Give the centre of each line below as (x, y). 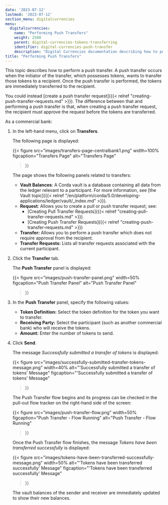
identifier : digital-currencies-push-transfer (63, 47)
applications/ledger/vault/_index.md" (58, 201)
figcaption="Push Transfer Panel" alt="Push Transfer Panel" (74, 283)
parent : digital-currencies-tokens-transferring (66, 42)
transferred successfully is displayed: (51, 448)
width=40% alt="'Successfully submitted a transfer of (99, 368)
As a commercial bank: (29, 122)
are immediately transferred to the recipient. (50, 86)
